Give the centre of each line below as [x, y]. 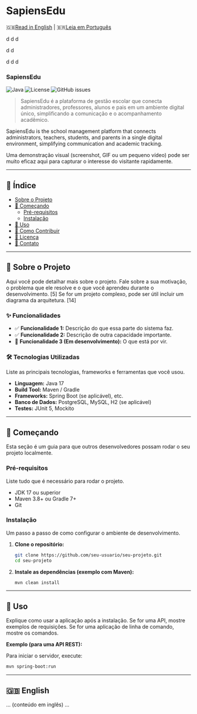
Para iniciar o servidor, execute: [44, 656]
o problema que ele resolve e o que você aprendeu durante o [80, 288]
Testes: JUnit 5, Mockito [44, 408]
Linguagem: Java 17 [39, 383]
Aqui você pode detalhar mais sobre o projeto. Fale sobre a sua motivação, [97, 281]
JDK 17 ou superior [38, 492]
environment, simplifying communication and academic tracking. [84, 144]
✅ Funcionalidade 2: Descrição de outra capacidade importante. [93, 335]
